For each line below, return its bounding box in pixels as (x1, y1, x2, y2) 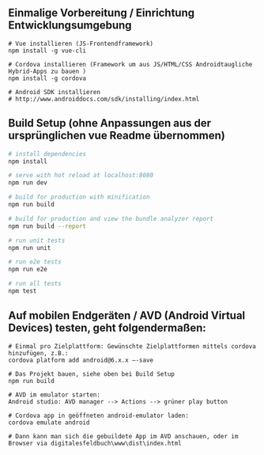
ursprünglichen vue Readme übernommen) (8, 129, 225, 142)
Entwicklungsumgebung (8, 19, 132, 32)
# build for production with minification (8, 193, 150, 201)
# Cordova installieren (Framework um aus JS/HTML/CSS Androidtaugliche (8, 60, 253, 68)
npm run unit (8, 244, 51, 252)
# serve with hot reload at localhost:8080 (8, 172, 154, 180)
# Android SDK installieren (8, 88, 101, 96)
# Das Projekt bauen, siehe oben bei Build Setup (8, 370, 175, 378)
